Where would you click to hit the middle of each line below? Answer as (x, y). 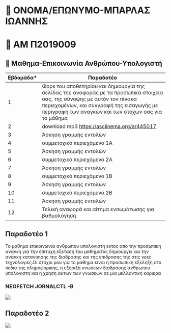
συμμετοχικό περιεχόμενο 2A (77, 160)
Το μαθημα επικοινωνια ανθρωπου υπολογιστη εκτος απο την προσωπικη (83, 246)
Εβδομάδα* (22, 78)
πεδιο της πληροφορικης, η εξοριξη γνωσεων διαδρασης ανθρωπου (78, 268)
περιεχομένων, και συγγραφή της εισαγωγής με (100, 106)
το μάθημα (55, 118)
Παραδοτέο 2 (27, 313)
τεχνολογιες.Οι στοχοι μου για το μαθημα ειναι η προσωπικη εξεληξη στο (83, 262)
